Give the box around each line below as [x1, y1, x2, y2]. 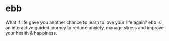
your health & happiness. [5, 30, 57, 36]
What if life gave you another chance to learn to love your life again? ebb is [5, 19, 161, 25]
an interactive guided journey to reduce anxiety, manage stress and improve [5, 24, 164, 30]
